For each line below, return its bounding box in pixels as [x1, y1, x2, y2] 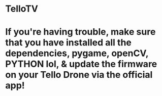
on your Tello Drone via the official [5, 69, 153, 81]
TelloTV [5, 3, 38, 15]
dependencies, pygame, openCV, [5, 47, 149, 59]
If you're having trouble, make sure [5, 26, 156, 38]
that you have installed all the [5, 37, 132, 49]
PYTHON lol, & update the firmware [5, 59, 157, 70]
